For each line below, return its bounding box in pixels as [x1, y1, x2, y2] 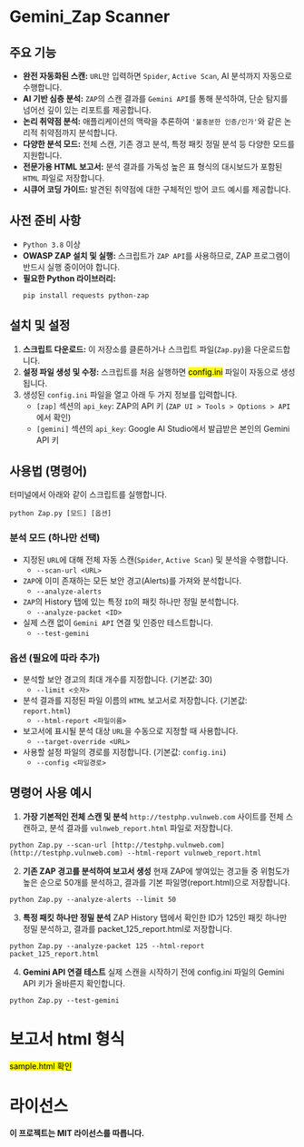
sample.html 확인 [9, 1060, 73, 1072]
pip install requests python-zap [22, 290, 150, 300]
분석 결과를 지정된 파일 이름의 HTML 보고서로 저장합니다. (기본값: [22, 695, 248, 706]
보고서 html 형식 [9, 1029, 125, 1050]
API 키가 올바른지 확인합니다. [22, 977, 125, 988]
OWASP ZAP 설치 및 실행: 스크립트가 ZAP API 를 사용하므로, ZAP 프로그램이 [22, 250, 290, 260]
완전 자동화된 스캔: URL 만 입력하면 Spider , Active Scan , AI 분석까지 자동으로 [22, 71, 292, 81]
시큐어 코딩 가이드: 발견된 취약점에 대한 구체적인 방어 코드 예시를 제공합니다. [22, 184, 291, 194]
